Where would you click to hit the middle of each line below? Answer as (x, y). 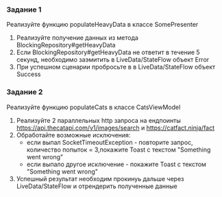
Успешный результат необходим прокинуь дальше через (100, 178)
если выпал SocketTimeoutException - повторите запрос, (110, 142)
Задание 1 (24, 10)
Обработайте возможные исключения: (73, 135)
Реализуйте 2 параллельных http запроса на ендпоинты (98, 120)
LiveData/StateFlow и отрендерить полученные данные (97, 186)
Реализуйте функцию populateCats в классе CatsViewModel (94, 107)
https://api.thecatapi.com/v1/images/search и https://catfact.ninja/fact (115, 128)
